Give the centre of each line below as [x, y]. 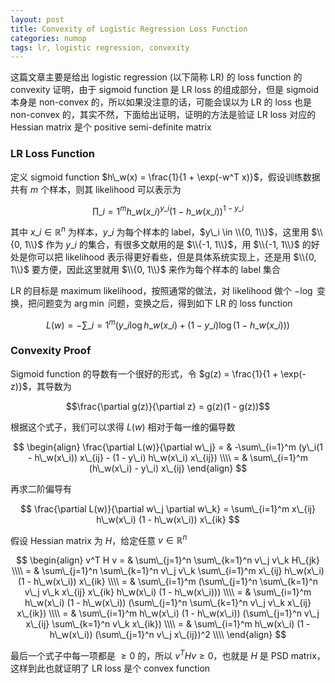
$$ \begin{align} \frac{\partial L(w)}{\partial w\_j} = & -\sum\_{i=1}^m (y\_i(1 [168, 447]
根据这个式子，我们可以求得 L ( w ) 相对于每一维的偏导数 [123, 427]
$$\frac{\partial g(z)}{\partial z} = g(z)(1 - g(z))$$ [168, 406]
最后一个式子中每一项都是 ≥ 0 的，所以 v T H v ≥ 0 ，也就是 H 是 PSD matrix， [168, 655]
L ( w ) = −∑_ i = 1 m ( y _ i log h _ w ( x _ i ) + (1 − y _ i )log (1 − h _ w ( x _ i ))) [168, 324]
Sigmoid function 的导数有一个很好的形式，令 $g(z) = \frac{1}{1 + [144, 373]
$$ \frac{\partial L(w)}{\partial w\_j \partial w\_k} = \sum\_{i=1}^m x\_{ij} [168, 508]
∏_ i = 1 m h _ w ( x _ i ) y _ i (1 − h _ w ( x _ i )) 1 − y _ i [167, 210]
